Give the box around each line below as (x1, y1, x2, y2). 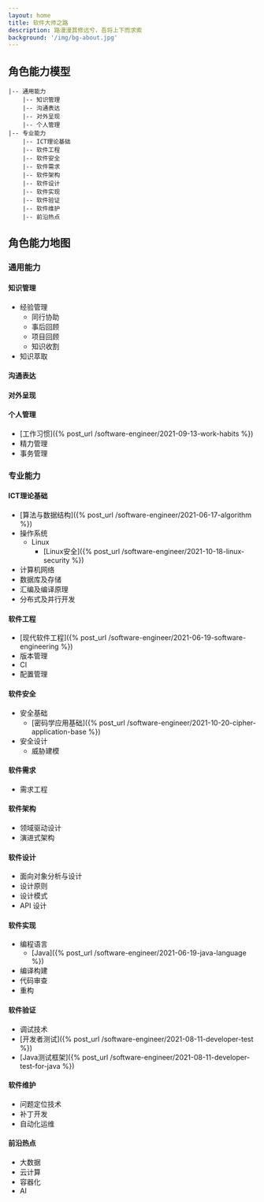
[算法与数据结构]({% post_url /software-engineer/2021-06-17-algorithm (19, 510, 252, 520)
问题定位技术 (19, 1099, 61, 1108)
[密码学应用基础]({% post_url (31, 718, 126, 728)
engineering (19, 642, 59, 651)
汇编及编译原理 (19, 585, 69, 594)
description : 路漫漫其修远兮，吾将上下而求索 (8, 26, 143, 34)
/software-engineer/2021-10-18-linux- (121, 547, 245, 556)
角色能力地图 (8, 236, 71, 250)
